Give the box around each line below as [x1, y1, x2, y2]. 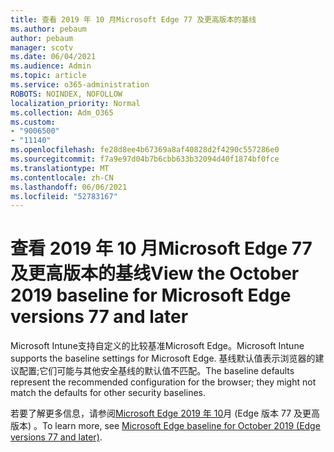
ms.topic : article [10, 71, 87, 81]
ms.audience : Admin [10, 61, 92, 71]
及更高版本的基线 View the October [10, 262, 300, 285]
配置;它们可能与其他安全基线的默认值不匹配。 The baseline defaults [18, 365, 295, 377]
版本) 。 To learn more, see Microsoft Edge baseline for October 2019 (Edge [10, 420, 321, 432]
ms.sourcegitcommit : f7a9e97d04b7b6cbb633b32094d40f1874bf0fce [10, 154, 280, 164]
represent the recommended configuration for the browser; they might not [10, 376, 317, 388]
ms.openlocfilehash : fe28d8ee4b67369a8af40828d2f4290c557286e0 [10, 145, 280, 155]
